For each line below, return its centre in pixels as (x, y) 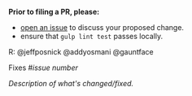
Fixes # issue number (44, 68)
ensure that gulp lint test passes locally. (92, 36)
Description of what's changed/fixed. (71, 83)
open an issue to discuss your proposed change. (102, 27)
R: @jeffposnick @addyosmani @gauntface (81, 52)
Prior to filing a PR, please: (54, 12)
